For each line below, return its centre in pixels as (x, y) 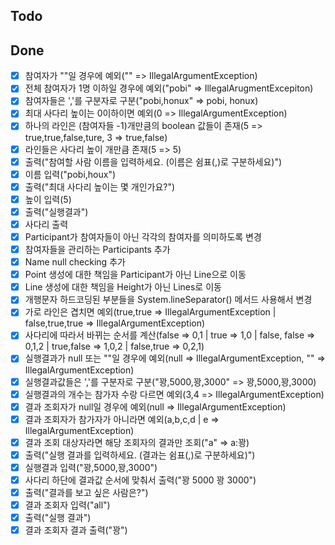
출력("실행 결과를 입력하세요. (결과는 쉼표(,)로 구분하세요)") (140, 455)
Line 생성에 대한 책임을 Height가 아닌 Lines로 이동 (123, 287)
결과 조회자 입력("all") (67, 505)
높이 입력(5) (48, 199)
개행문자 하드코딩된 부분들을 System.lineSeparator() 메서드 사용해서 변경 (168, 300)
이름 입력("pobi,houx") (70, 174)
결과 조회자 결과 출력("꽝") (76, 530)
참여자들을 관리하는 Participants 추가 (97, 250)
